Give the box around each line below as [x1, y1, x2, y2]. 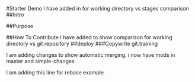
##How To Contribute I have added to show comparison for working [6, 34, 173, 40]
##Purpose [6, 23, 34, 29]
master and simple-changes [6, 58, 75, 64]
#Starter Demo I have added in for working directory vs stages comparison [6, 5, 190, 12]
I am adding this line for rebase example [6, 69, 104, 76]
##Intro [6, 11, 24, 18]
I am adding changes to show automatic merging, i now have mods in [6, 52, 175, 58]
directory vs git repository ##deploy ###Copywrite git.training [6, 40, 158, 47]
